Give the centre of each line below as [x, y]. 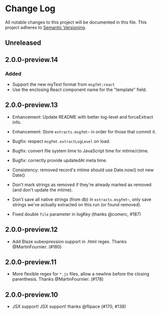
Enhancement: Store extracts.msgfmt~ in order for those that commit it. [84, 131]
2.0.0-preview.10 [32, 295]
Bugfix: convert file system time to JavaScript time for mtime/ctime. [80, 151]
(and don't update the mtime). [42, 189]
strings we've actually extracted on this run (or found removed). [77, 204]
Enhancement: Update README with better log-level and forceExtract [83, 117]
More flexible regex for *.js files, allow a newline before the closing [81, 274]
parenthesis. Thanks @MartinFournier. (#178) [58, 279]
